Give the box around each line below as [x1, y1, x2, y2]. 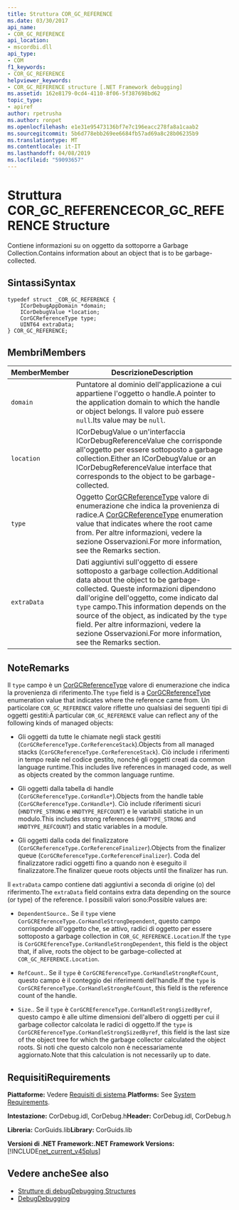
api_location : [7, 37, 50, 44]
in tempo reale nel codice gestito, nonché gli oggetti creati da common [17, 755, 225, 764]
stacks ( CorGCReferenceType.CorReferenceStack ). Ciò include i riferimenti [17, 747, 230, 757]
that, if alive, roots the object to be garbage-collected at [17, 947, 182, 956]
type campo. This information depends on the [75, 602, 226, 612]
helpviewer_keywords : [7, 76, 72, 84]
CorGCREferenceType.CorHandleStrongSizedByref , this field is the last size [17, 1028, 230, 1037]
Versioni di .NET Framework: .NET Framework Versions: [7, 1139, 175, 1148]
